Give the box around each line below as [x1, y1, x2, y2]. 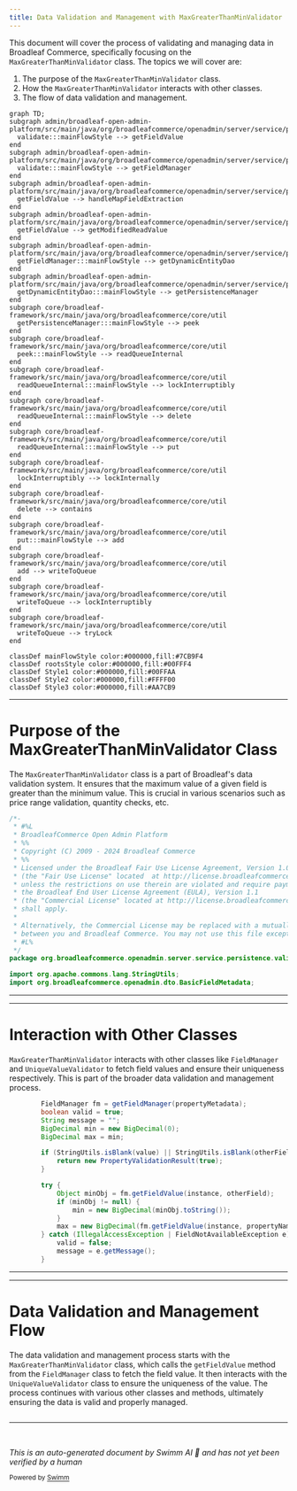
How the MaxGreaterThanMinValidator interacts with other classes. [21, 82, 263, 93]
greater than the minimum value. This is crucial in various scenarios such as [9, 788, 286, 798]
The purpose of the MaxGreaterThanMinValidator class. [21, 73, 221, 84]
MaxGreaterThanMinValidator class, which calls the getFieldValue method [9, 1359, 276, 1370]
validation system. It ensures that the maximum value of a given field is [9, 778, 268, 788]
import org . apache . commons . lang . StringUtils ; [9, 970, 179, 979]
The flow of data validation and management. [21, 92, 188, 103]
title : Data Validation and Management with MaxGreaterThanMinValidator [9, 12, 283, 22]
